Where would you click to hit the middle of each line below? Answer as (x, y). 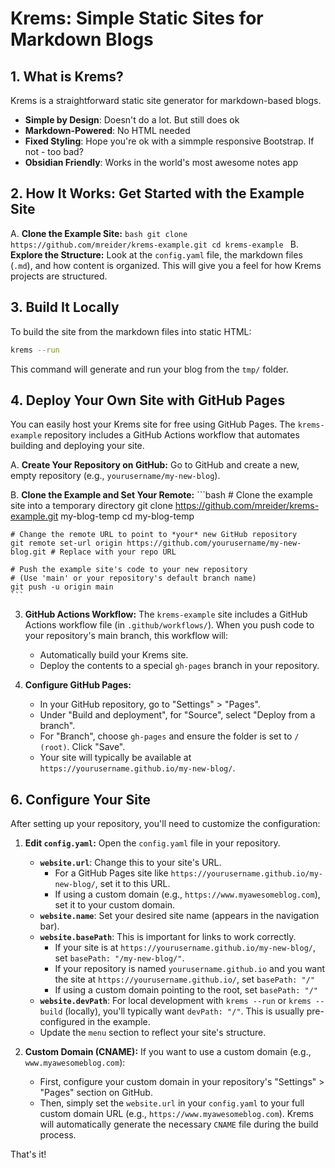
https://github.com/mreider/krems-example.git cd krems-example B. (154, 244)
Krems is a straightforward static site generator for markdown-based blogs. (166, 100)
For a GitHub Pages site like (111, 873)
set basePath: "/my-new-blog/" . (119, 958)
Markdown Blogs (82, 39)
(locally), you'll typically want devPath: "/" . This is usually (184, 1011)
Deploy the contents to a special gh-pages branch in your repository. (179, 666)
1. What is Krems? (67, 76)
